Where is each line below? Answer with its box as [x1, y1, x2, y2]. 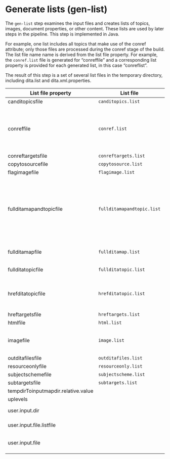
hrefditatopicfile [8, 290, 46, 297]
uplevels [8, 395, 28, 402]
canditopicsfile [8, 98, 43, 105]
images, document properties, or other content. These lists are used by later [5, 25, 164, 31]
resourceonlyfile [8, 362, 47, 370]
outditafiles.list [98, 355, 143, 361]
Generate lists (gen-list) [5, 4, 108, 15]
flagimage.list [98, 169, 135, 175]
